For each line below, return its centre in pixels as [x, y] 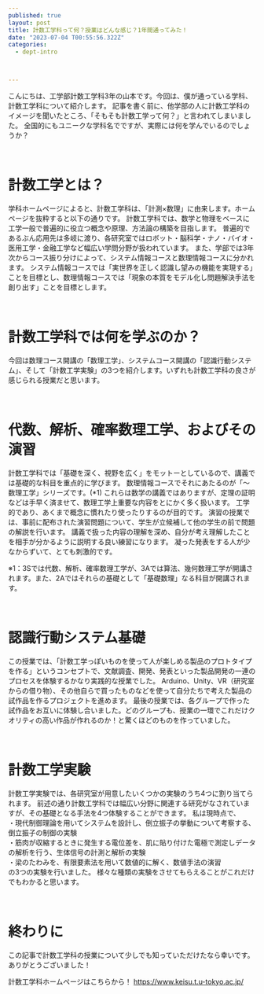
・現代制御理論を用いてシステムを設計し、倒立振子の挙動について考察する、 [132, 823]
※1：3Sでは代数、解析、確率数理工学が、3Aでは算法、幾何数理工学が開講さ [131, 568]
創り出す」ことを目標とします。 [60, 287]
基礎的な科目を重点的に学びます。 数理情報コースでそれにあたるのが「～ [132, 482]
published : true [35, 15]
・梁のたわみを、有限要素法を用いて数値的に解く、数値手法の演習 [115, 862]
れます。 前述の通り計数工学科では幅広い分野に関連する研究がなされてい [126, 803]
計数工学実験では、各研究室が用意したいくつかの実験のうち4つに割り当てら [131, 793]
